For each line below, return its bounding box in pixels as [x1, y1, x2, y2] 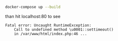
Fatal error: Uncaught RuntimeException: [5, 22, 92, 28]
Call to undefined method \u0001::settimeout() [14, 27, 114, 32]
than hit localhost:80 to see [5, 13, 61, 19]
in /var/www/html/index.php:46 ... [14, 31, 87, 36]
